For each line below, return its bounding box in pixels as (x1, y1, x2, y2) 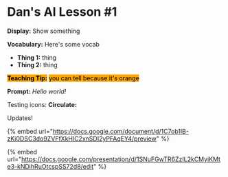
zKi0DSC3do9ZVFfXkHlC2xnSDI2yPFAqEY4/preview (7, 134, 157, 143)
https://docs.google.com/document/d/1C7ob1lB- (52, 127, 189, 135)
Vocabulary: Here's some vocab (7, 40, 100, 48)
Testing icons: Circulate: (7, 100, 78, 108)
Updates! (7, 114, 33, 122)
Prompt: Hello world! (7, 87, 67, 95)
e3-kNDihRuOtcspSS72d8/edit (7, 162, 94, 170)
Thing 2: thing (16, 60, 58, 69)
